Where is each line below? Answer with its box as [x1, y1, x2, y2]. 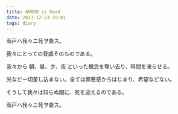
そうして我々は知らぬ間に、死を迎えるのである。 [6, 89, 128, 96]
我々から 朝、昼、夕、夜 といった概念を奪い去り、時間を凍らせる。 [6, 63, 173, 70]
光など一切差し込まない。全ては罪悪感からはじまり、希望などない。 [6, 76, 175, 83]
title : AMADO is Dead [6, 8, 61, 15]
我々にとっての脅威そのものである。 [6, 50, 96, 57]
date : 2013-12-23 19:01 [6, 14, 66, 21]
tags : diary [6, 20, 36, 26]
